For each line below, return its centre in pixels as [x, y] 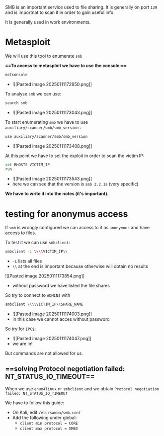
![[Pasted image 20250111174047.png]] [52, 338]
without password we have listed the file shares [61, 286]
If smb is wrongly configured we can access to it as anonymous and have [78, 228]
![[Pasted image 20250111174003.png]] [52, 314]
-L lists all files [27, 261]
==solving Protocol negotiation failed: [65, 369]
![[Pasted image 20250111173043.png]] [52, 112]
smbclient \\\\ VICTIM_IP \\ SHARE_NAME [44, 305]
